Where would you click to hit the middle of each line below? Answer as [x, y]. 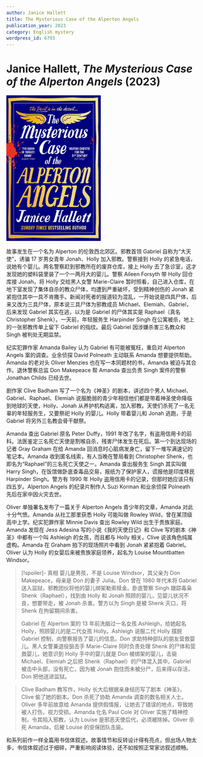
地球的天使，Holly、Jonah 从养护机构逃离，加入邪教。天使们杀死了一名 [100, 406]
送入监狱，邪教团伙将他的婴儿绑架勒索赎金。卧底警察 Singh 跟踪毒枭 [106, 588]
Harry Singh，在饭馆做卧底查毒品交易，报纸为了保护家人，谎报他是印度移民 [101, 471]
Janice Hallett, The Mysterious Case [100, 69]
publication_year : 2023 [36, 25]
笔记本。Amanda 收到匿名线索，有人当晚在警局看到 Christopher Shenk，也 [100, 456]
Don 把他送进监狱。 [46, 677]
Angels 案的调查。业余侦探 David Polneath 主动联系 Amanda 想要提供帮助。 [101, 355]
